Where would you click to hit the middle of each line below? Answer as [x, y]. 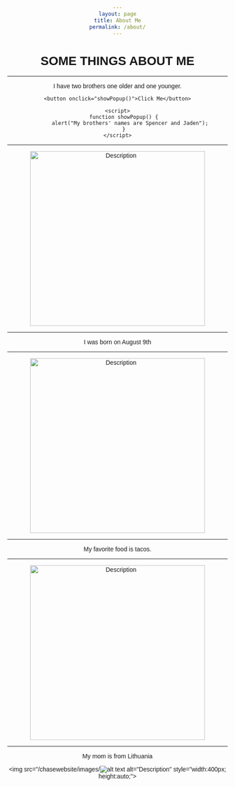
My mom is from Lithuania [117, 756]
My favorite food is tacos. [117, 549]
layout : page [117, 14]
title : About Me [117, 20]
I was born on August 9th [117, 342]
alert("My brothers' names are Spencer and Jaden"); [130, 123]
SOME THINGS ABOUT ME [117, 60]
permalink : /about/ [117, 27]
